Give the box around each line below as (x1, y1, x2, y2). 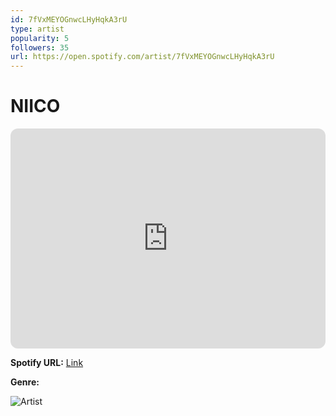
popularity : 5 (10, 33, 70, 43)
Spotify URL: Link (10, 357, 84, 369)
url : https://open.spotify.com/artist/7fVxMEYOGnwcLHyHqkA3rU (10, 52, 275, 62)
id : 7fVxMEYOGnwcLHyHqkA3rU (10, 14, 128, 25)
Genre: (10, 376, 40, 388)
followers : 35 (10, 42, 70, 53)
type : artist (10, 24, 65, 34)
